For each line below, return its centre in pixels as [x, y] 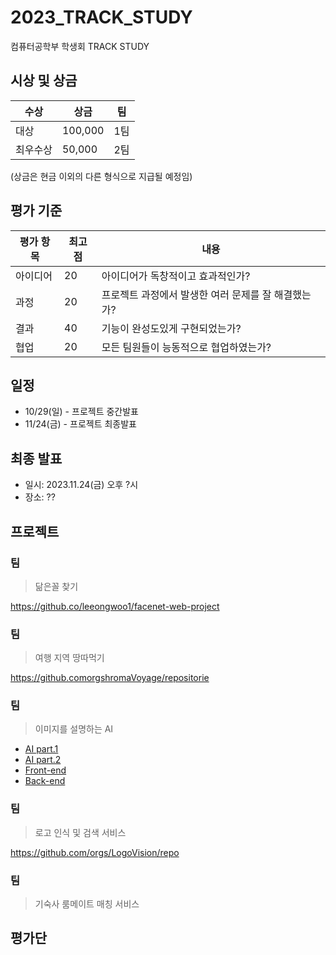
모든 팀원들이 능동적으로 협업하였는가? [186, 347]
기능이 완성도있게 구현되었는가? [171, 328]
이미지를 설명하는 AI [74, 729]
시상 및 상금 [44, 81]
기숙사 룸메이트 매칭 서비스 [87, 904]
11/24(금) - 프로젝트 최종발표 [80, 424]
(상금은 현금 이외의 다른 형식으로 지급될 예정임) [101, 176]
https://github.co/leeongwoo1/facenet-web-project [115, 606]
